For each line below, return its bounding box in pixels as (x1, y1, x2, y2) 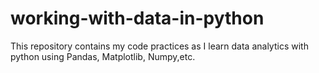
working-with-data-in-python (10, 7, 265, 30)
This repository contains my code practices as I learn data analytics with (10, 40, 309, 52)
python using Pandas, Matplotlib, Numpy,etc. (10, 50, 196, 62)
